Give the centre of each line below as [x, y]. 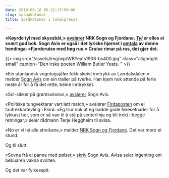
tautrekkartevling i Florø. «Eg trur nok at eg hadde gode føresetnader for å [82, 110]
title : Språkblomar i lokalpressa [42, 19]
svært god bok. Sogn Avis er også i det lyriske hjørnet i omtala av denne [82, 43]
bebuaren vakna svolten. [31, 160]
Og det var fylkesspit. [27, 170]
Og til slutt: [16, 145]
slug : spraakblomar [26, 15]
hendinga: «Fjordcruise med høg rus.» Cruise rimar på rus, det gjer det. [82, 49]
